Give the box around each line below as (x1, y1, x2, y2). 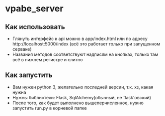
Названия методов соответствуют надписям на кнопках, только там (12, 51, 159, 57)
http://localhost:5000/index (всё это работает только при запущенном (12, 41, 161, 47)
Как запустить (5, 71, 53, 79)
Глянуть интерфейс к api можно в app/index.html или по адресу (12, 36, 148, 41)
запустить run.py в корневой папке (12, 105, 87, 111)
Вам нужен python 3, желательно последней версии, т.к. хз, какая (12, 84, 154, 90)
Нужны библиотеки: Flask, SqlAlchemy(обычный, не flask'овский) (12, 94, 152, 100)
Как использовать (5, 23, 66, 31)
